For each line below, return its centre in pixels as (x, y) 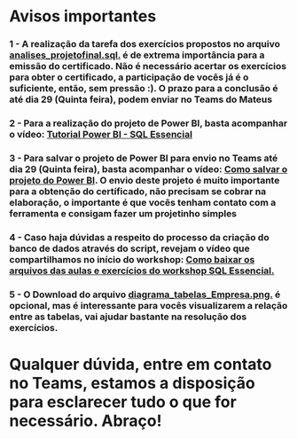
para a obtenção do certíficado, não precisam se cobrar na (138, 191)
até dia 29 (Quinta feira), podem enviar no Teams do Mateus (141, 99)
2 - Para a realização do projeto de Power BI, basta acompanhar (148, 123)
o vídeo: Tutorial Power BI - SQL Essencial (101, 135)
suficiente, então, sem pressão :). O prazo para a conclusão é (144, 89)
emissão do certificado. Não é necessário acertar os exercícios (148, 67)
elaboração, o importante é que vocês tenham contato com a (143, 202)
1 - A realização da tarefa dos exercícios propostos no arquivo (145, 44)
